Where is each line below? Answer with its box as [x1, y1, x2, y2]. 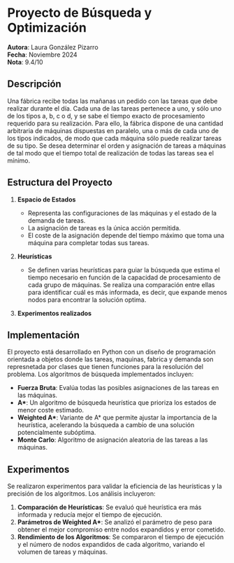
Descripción [7, 78, 61, 90]
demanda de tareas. [27, 216, 86, 225]
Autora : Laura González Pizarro [7, 43, 99, 51]
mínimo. [7, 156, 31, 165]
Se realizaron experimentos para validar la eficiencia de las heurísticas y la [7, 482, 222, 491]
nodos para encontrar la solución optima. [27, 296, 147, 304]
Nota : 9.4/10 [7, 57, 43, 66]
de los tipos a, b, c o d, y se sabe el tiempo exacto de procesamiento [7, 111, 205, 120]
